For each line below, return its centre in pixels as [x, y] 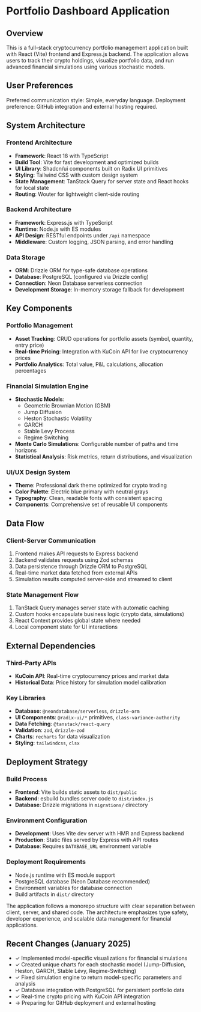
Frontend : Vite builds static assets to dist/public [76, 792]
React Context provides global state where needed [78, 621]
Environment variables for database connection [73, 888]
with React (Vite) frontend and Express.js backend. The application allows [97, 54]
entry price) [29, 345]
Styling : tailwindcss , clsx [47, 743]
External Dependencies [51, 646]
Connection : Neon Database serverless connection [79, 283]
